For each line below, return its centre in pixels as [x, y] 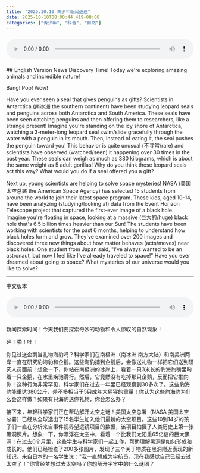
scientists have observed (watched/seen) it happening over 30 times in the [98, 152]
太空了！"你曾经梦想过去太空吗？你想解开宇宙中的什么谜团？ [80, 464]
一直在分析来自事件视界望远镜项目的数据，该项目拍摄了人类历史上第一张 [105, 427]
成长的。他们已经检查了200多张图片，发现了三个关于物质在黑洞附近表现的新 [100, 449]
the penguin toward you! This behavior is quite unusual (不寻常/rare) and [95, 146]
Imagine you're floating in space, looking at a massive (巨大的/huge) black [97, 217]
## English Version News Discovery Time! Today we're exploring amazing [97, 70]
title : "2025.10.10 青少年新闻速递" [49, 12]
